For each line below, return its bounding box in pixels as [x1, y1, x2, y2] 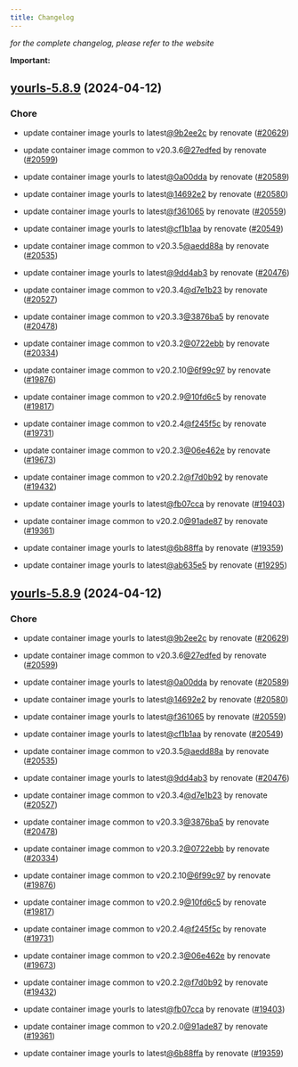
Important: [10, 54, 51, 65]
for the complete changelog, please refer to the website [10, 37, 214, 48]
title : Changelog [10, 12, 75, 22]
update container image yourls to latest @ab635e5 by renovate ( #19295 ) [22, 560, 288, 570]
